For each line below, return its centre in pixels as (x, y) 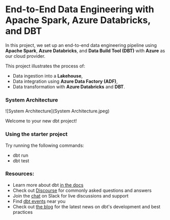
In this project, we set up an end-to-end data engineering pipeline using (81, 45)
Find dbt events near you (39, 201)
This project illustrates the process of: (45, 66)
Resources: (20, 174)
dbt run (20, 155)
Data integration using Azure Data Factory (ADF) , (65, 81)
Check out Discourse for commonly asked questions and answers (82, 190)
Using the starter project (37, 134)
